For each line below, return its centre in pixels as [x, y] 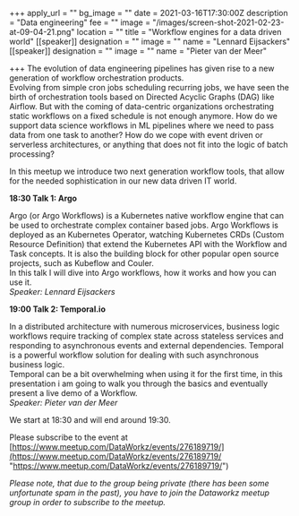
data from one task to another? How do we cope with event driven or [136, 135]
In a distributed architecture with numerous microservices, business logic [145, 327]
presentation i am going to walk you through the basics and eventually [139, 383]
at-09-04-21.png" [42, 32]
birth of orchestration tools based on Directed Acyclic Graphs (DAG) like [142, 97]
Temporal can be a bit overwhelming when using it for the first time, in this [146, 374]
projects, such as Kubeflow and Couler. [82, 263]
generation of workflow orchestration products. [97, 78]
